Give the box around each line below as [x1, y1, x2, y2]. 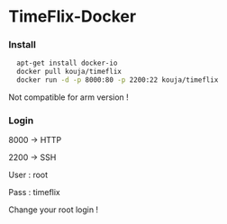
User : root [8, 169, 49, 181]
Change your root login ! [8, 204, 99, 215]
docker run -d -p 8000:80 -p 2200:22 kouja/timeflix [16, 76, 219, 85]
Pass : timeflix [8, 187, 60, 198]
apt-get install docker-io [16, 58, 118, 68]
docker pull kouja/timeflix [16, 67, 123, 76]
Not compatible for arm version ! [8, 92, 130, 103]
